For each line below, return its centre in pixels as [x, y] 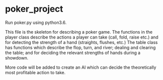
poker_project [34, 9]
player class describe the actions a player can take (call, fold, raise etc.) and [82, 37]
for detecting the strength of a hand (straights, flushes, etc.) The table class [81, 42]
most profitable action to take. [35, 72]
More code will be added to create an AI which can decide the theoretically [81, 67]
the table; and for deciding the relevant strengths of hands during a [73, 53]
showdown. [17, 58]
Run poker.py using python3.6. [36, 22]
